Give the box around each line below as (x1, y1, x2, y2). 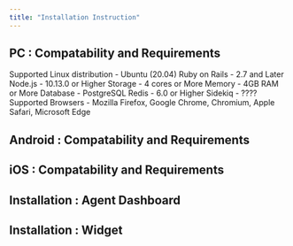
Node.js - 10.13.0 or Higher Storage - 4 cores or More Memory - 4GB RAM (9, 79, 279, 89)
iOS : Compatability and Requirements (9, 163, 224, 178)
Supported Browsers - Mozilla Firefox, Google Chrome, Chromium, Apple (9, 97, 275, 108)
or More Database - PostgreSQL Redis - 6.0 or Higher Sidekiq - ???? (9, 88, 258, 98)
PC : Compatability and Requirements (9, 46, 221, 61)
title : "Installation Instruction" (9, 12, 141, 22)
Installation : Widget (9, 223, 123, 237)
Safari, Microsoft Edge (9, 107, 91, 118)
